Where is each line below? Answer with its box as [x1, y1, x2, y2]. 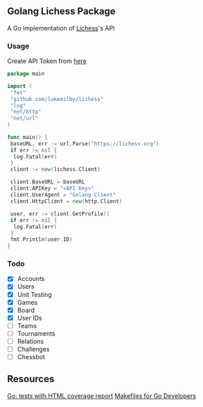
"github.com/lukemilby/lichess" [10, 96, 104, 102]
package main [7, 71, 45, 78]
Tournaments [17, 329, 55, 338]
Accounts [17, 275, 45, 283]
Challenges [17, 345, 50, 353]
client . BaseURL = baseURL [10, 179, 85, 186]
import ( [7, 82, 33, 89]
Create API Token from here [7, 57, 87, 65]
